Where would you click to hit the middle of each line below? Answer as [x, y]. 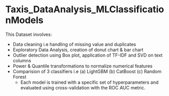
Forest [20, 77]
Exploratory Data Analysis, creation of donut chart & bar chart [78, 50]
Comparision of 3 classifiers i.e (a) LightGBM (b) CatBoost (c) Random [87, 71]
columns [22, 60]
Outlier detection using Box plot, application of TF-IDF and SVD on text [88, 55]
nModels [24, 20]
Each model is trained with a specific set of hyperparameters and [89, 82]
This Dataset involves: [29, 34]
